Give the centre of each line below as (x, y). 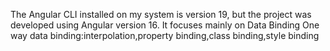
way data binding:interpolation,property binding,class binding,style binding (165, 35)
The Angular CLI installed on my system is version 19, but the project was (161, 14)
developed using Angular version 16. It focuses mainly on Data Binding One (165, 25)
